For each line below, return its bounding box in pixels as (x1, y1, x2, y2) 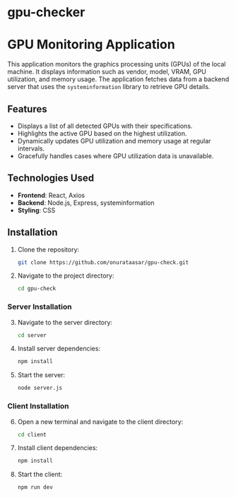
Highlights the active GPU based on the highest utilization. (17, 129, 187, 138)
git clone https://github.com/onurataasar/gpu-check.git (17, 259, 189, 266)
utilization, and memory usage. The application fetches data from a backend (7, 75, 230, 83)
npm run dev (17, 484, 53, 491)
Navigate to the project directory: (17, 271, 114, 280)
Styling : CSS (17, 206, 56, 214)
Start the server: (17, 371, 66, 379)
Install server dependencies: (17, 344, 101, 353)
